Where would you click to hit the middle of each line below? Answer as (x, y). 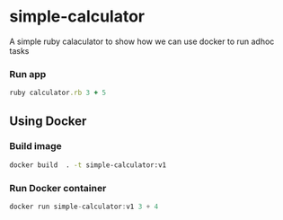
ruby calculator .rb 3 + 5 (57, 93)
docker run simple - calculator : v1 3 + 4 (84, 207)
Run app (28, 74)
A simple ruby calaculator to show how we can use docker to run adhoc (142, 41)
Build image (36, 146)
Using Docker (48, 121)
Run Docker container (58, 188)
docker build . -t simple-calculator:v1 (88, 165)
